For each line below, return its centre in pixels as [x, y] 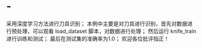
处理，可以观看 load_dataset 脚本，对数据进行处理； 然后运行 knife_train [106, 31]
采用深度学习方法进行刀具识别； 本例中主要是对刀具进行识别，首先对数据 [97, 23]
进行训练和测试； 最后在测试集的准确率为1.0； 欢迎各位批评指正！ [88, 38]
